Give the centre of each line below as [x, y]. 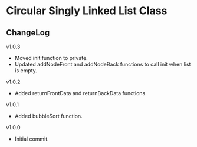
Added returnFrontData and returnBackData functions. [81, 93]
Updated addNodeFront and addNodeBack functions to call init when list [103, 64]
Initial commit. [32, 139]
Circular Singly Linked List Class [87, 11]
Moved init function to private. [51, 58]
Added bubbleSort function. [48, 116]
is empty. [26, 71]
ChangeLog [28, 33]
